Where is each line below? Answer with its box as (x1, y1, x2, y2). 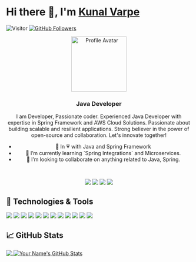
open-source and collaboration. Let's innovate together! (31, 132, 167, 139)
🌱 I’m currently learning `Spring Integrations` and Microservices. (25, 150, 181, 157)
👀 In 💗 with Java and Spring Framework (55, 143, 151, 150)
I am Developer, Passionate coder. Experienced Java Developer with (16, 113, 182, 120)
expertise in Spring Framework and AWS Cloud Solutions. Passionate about (8, 119, 190, 126)
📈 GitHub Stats (6, 230, 64, 240)
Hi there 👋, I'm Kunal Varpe (6, 5, 140, 19)
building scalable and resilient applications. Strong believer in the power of (8, 126, 190, 133)
